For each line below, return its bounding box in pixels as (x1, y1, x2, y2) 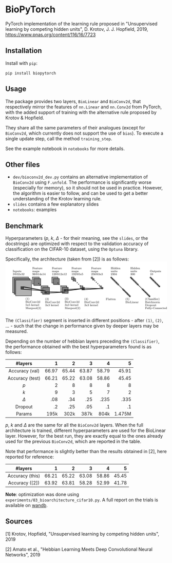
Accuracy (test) (7, 375, 41, 381)
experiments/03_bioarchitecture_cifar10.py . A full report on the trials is (5, 497, 158, 503)
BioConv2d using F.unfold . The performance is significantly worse (12, 179, 151, 185)
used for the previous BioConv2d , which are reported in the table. (5, 438, 142, 445)
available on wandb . (5, 502, 48, 508)
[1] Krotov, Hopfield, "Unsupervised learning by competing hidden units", (5, 531, 160, 537)
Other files (5, 160, 40, 169)
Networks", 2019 (5, 551, 41, 558)
